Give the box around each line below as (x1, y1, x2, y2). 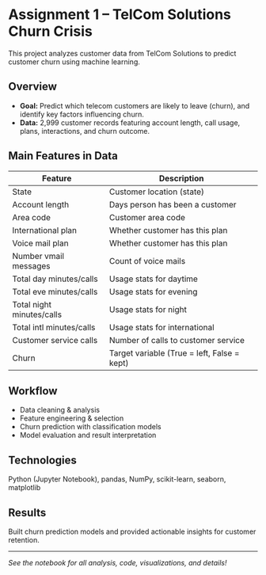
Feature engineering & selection (19, 413, 124, 423)
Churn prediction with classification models (19, 422, 161, 432)
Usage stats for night (109, 303, 188, 314)
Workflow (8, 384, 58, 398)
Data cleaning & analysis (19, 406, 101, 415)
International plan (12, 224, 78, 235)
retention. (8, 535, 40, 544)
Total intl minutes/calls (12, 322, 96, 333)
